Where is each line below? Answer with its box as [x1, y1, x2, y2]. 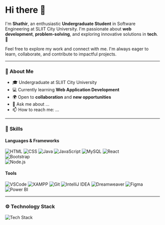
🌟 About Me [5, 68, 34, 75]
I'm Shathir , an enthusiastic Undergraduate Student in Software [5, 21, 136, 27]
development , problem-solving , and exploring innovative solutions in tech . [5, 31, 158, 37]
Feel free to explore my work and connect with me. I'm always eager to [5, 46, 149, 52]
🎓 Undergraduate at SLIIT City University [12, 80, 97, 85]
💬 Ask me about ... [12, 101, 50, 107]
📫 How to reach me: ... [12, 107, 59, 112]
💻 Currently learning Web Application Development [12, 87, 119, 93]
